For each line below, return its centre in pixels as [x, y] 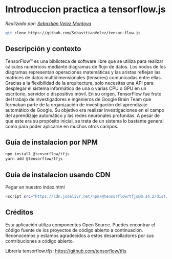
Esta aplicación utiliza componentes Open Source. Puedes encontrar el [80, 225]
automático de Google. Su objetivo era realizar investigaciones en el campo [85, 110]
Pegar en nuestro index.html [35, 187]
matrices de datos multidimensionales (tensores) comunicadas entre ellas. [84, 77]
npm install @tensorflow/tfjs [38, 154]
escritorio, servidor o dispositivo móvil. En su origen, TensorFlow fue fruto [83, 93]
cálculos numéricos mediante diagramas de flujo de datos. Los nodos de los [86, 66]
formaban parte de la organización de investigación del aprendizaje [76, 104]
